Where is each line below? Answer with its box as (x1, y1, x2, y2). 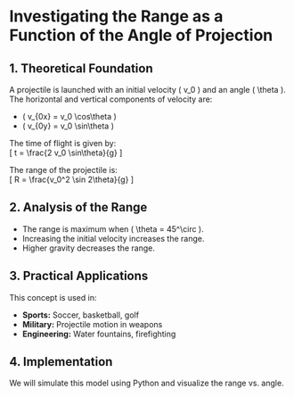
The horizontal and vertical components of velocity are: (9, 94, 213, 104)
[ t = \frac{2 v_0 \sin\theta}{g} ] (9, 147, 123, 158)
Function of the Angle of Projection (9, 25, 274, 45)
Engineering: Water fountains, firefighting (21, 328, 176, 339)
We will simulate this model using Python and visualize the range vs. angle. (9, 377, 284, 389)
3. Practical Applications (9, 269, 149, 284)
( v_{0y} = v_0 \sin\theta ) (21, 120, 114, 131)
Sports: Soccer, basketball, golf (21, 310, 140, 320)
